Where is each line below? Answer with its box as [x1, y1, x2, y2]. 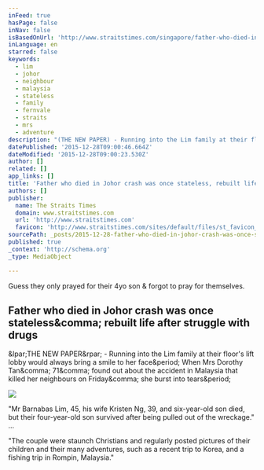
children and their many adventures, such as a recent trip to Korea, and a [8, 445, 244, 454]
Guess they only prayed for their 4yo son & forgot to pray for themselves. [8, 281, 245, 291]
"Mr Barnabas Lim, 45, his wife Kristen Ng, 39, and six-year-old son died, [8, 404, 245, 413]
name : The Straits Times [15, 201, 97, 209]
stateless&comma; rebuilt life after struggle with [8, 316, 250, 329]
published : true [8, 238, 61, 246]
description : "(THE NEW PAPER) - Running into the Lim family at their [8, 135, 247, 144]
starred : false [8, 48, 58, 56]
